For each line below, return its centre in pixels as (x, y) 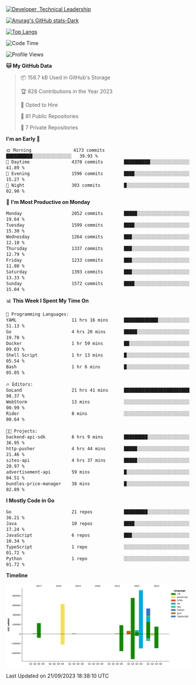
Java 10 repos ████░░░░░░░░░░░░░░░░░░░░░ (98, 524)
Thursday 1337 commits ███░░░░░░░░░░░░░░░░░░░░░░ (98, 248)
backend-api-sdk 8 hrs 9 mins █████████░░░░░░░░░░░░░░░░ (98, 437)
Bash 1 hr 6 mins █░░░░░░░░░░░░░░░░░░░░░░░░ (98, 367)
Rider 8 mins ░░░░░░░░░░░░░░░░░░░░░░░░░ (98, 414)
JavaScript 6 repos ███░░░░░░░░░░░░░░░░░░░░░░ (98, 535)
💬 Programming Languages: (37, 314)
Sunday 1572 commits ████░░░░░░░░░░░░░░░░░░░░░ (98, 283)
